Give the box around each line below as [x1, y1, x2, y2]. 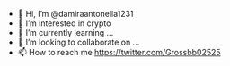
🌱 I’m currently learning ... [17, 28, 114, 37]
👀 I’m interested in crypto [17, 18, 111, 29]
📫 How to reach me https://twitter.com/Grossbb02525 [17, 47, 222, 57]
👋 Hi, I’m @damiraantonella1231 [17, 9, 134, 19]
